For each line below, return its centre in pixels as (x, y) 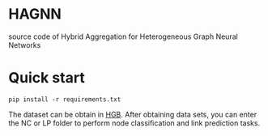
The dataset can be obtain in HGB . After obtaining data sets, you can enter (133, 114)
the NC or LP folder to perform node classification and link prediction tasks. (134, 123)
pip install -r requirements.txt (65, 99)
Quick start (47, 78)
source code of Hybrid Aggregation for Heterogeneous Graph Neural (123, 36)
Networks (25, 45)
